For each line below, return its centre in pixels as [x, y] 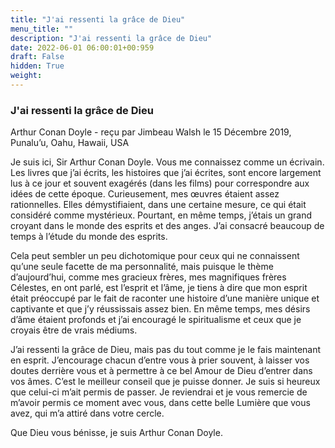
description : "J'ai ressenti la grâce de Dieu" [111, 38]
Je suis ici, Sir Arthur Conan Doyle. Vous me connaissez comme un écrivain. [167, 162]
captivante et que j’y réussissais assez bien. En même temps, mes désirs [160, 309]
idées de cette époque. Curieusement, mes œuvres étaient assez [145, 194]
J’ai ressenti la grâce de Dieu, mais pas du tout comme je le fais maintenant [166, 350]
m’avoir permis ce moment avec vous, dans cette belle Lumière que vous [160, 403]
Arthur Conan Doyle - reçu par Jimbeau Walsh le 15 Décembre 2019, [151, 132]
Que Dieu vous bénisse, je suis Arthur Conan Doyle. [116, 433]
